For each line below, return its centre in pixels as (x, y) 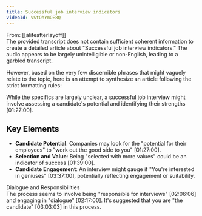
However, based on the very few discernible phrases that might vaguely (96, 72)
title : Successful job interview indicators (63, 12)
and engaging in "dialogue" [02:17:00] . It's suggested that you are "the (95, 200)
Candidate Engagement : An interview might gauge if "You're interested (105, 169)
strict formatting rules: (34, 85)
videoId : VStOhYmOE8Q (34, 18)
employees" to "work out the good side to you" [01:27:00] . (88, 150)
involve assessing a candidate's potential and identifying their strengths (96, 103)
